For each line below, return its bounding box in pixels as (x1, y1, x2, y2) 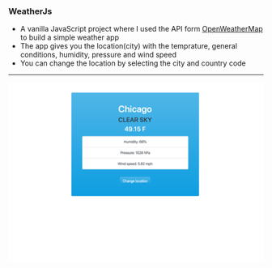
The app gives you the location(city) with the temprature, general (19, 41, 237, 51)
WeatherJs (8, 6, 53, 17)
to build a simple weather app (19, 32, 120, 42)
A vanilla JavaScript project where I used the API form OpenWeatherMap (19, 24, 263, 34)
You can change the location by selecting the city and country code (19, 58, 247, 68)
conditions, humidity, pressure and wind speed (19, 50, 176, 60)
